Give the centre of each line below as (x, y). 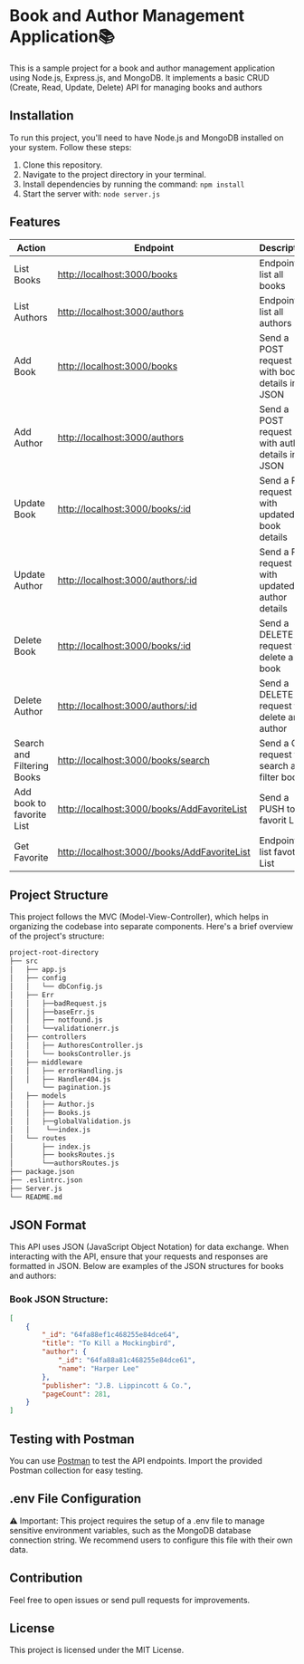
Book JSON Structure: (59, 1299)
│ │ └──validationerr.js (64, 1029)
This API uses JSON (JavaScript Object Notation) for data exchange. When (149, 1247)
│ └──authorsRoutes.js (64, 1164)
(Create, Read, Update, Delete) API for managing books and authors (136, 87)
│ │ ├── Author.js (52, 1105)
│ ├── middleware (46, 1062)
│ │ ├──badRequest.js (58, 1003)
